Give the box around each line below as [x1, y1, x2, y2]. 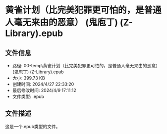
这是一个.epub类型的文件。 [5, 123, 60, 129]
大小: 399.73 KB [12, 75, 46, 81]
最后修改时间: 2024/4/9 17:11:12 [12, 88, 77, 93]
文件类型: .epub [12, 93, 45, 99]
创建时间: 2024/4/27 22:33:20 [12, 81, 74, 87]
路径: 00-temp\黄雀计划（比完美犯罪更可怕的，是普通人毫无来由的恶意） [12, 63, 160, 68]
